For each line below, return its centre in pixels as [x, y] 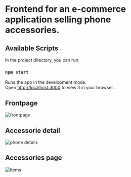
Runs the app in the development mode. [46, 82]
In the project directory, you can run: [42, 60]
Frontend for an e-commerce [65, 9]
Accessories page [34, 158]
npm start [17, 72]
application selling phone [58, 19]
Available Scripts [32, 48]
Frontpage [22, 103]
